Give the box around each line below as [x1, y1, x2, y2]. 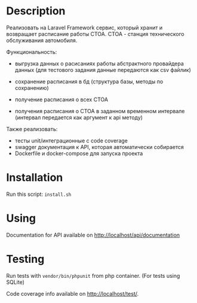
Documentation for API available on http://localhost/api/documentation [6, 231, 180, 238]
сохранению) [14, 84, 49, 91]
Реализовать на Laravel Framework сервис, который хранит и [6, 24, 163, 31]
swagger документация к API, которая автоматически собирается [14, 143, 184, 150]
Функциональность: [6, 48, 57, 55]
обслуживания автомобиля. [6, 37, 78, 44]
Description [6, 4, 66, 18]
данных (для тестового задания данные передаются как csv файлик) [14, 66, 191, 73]
